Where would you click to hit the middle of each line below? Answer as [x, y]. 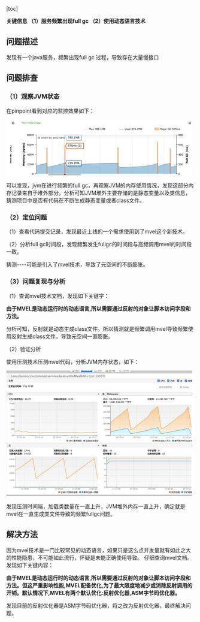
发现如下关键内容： [30, 565]
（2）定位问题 [27, 218]
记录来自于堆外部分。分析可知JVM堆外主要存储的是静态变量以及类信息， [101, 193]
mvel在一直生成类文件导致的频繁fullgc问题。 [61, 514]
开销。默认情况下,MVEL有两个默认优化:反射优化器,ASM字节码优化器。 [93, 593]
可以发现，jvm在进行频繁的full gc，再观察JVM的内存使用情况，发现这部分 [97, 186]
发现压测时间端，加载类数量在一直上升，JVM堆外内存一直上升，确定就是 [96, 506]
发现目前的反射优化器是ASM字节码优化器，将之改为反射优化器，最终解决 [96, 605]
